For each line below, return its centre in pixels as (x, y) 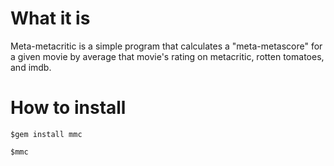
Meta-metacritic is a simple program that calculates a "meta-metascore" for (166, 46)
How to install (68, 108)
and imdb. (31, 67)
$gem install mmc (46, 134)
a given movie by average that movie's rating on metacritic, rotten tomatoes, (167, 56)
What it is (50, 18)
